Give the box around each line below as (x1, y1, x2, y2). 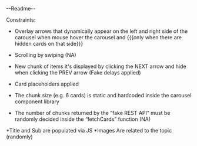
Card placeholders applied (14, 80, 79, 87)
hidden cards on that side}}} (14, 40, 84, 47)
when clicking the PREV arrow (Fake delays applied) (14, 69, 141, 76)
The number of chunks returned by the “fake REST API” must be (14, 110, 171, 116)
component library (14, 98, 60, 105)
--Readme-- (6, 5, 36, 12)
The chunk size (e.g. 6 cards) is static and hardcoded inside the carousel (14, 92, 192, 99)
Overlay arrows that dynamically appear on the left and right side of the (14, 28, 188, 35)
